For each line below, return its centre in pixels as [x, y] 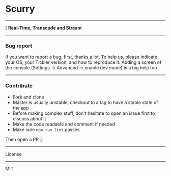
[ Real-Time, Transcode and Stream [44, 28]
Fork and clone [28, 97]
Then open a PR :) [24, 139]
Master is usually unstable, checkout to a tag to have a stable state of [85, 102]
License [13, 154]
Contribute [19, 86]
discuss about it [29, 118]
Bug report [19, 45]
